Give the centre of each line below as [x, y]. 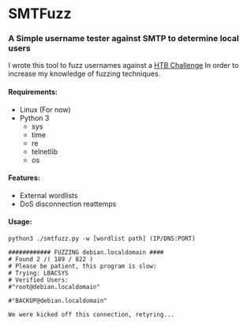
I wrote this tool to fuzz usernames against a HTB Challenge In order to [123, 66]
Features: [24, 178]
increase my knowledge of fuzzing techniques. [84, 74]
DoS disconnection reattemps [68, 204]
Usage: [21, 222]
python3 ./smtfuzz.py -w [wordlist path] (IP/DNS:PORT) [102, 239]
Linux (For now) [45, 109]
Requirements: [33, 92]
